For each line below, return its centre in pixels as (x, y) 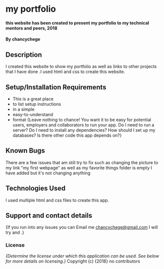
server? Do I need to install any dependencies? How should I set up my (84, 130)
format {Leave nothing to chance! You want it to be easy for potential (82, 120)
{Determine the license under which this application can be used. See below (82, 256)
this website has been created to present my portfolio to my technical (77, 23)
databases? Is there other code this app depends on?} (67, 135)
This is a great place (33, 99)
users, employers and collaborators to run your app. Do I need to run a (83, 125)
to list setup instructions (37, 104)
